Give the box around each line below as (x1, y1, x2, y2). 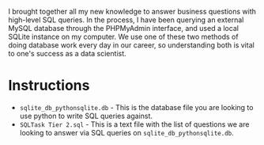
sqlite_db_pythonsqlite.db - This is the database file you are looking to (19, 102, 254, 112)
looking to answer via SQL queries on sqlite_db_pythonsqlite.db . (19, 128, 235, 137)
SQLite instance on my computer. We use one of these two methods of (8, 32, 239, 41)
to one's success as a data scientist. (8, 49, 126, 58)
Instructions (8, 77, 90, 94)
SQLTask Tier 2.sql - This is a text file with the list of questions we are (19, 119, 250, 129)
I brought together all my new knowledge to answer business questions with (8, 7, 257, 16)
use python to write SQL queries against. (19, 111, 153, 120)
